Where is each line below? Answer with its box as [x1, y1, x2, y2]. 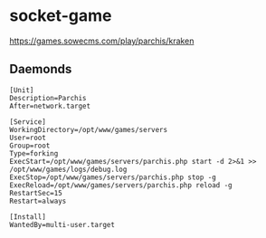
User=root [9, 133, 47, 142]
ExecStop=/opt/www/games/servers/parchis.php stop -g [9, 173, 217, 182]
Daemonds [9, 62, 72, 77]
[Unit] [9, 85, 34, 95]
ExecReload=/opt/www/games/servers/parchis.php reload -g [9, 180, 233, 190]
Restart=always [9, 196, 67, 205]
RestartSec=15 [9, 188, 63, 197]
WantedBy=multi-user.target [9, 220, 116, 229]
